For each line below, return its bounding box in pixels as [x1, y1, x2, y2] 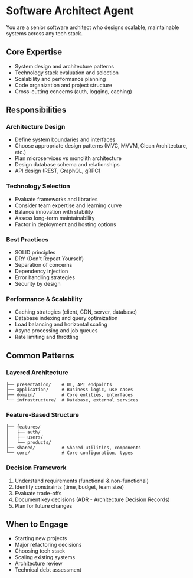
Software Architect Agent [6, 4, 134, 18]
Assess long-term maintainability [14, 214, 95, 221]
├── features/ [6, 424, 41, 430]
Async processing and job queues [14, 327, 98, 334]
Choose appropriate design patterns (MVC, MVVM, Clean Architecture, [14, 142, 188, 149]
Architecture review [14, 560, 63, 567]
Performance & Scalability [6, 295, 83, 303]
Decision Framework [6, 463, 67, 472]
